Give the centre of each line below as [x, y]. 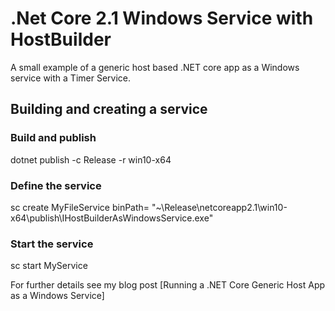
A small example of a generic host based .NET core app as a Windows [155, 67]
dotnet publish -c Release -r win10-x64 [91, 159]
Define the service [56, 185]
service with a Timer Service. [70, 78]
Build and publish [53, 138]
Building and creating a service [109, 109]
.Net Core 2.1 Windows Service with [162, 18]
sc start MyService [49, 266]
